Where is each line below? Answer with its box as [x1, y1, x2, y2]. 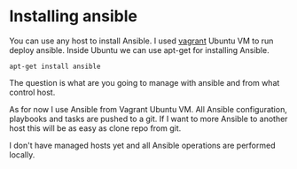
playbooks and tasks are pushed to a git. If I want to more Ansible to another [9, 113, 288, 124]
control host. [9, 87, 56, 97]
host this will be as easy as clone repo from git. [9, 122, 182, 134]
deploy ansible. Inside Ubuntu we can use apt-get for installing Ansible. [9, 44, 270, 55]
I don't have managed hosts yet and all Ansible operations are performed [9, 140, 276, 150]
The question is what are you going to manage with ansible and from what [9, 77, 280, 88]
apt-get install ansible [9, 62, 101, 71]
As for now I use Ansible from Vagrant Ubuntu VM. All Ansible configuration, [9, 104, 288, 114]
